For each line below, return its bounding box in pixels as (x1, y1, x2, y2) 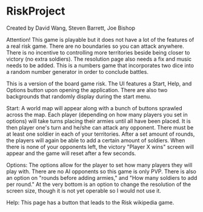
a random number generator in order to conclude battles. (6, 68, 148, 75)
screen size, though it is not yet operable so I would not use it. (6, 187, 162, 194)
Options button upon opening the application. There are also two (6, 86, 168, 93)
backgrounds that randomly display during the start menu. (6, 93, 151, 100)
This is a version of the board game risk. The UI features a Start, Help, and (6, 80, 192, 87)
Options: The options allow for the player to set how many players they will (6, 161, 193, 168)
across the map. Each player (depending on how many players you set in (6, 111, 188, 118)
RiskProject (6, 4, 65, 18)
